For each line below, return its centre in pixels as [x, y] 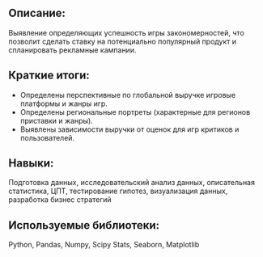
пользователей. [47, 137]
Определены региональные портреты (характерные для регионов [135, 112]
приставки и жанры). [56, 120]
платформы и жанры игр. [64, 103]
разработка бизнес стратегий [60, 200]
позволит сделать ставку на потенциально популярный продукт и [123, 41]
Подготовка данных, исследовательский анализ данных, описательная [131, 183]
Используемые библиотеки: [84, 225]
